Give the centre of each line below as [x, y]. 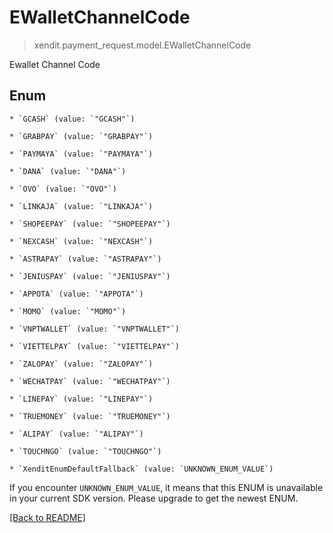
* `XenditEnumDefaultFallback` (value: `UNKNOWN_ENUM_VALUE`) [141, 469]
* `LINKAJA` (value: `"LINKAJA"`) [81, 206]
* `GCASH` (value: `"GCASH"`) [72, 119]
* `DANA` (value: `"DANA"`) [68, 171]
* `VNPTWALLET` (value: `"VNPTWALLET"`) [95, 329]
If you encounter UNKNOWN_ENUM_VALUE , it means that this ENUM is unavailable [166, 487]
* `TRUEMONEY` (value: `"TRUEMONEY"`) [90, 416]
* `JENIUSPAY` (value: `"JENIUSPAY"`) [90, 276]
